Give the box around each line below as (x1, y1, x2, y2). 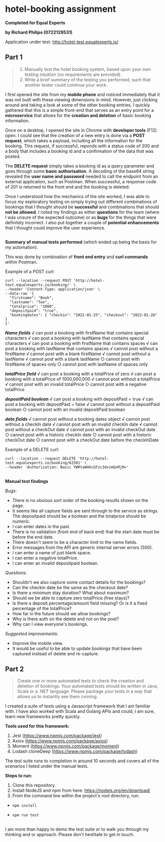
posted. (5, 153, 21, 159)
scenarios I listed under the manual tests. (5, 763, 89, 769)
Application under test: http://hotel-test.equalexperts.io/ (5, 38, 119, 45)
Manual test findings (5, 478, 48, 484)
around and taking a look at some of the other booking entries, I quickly (5, 102, 150, 108)
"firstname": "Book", (9, 296, 54, 301)
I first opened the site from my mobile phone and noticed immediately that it (5, 91, 160, 97)
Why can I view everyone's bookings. (12, 621, 89, 627)
